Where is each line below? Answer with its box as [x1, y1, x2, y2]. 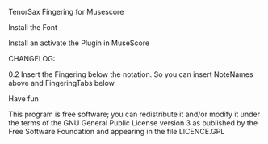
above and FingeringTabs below [8, 78, 115, 87]
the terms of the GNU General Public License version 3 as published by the [8, 118, 258, 128]
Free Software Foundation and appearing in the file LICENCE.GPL [8, 127, 225, 136]
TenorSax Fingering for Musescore [8, 7, 124, 16]
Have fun [8, 94, 39, 104]
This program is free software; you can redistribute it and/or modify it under [8, 109, 261, 119]
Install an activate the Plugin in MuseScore [8, 38, 150, 48]
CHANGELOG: [8, 54, 56, 63]
